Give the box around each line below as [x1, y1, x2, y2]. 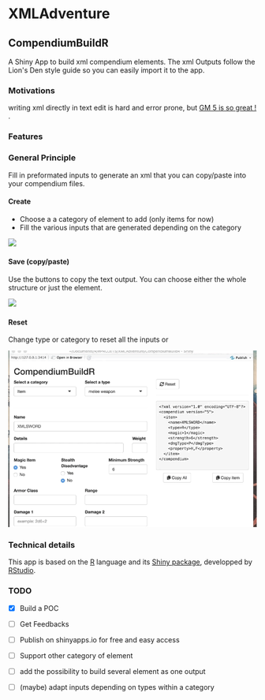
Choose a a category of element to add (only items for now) [19, 214, 215, 223]
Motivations [8, 84, 55, 95]
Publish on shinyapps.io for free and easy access [19, 634, 180, 644]
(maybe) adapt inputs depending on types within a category [19, 683, 215, 691]
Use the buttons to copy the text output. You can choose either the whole [8, 274, 247, 284]
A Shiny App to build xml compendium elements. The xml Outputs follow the [8, 57, 256, 66]
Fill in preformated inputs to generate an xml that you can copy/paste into [8, 170, 247, 180]
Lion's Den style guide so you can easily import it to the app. [8, 66, 205, 75]
